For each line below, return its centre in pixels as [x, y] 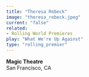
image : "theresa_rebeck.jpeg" [44, 17]
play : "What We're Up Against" [45, 39]
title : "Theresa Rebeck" [37, 12]
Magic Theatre [25, 61]
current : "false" [28, 23]
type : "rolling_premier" [37, 45]
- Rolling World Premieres [39, 34]
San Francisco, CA [29, 68]
